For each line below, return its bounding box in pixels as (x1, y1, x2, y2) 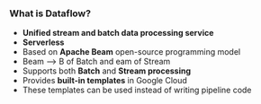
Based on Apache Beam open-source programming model (22, 47, 241, 57)
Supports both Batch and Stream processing (22, 65, 192, 76)
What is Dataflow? (9, 7, 92, 20)
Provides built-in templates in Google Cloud (22, 75, 187, 86)
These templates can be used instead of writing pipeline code (22, 84, 252, 96)
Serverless (22, 37, 65, 48)
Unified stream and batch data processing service (22, 28, 214, 39)
